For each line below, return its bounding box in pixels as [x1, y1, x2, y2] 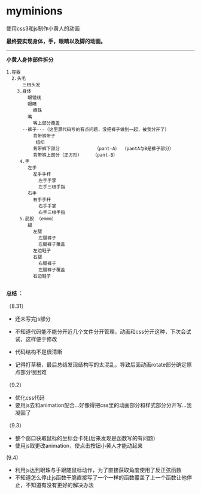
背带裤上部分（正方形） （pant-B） [32, 152, 118, 158]
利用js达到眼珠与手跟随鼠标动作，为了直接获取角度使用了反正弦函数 [14, 466, 182, 474]
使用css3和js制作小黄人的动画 [6, 25, 80, 32]
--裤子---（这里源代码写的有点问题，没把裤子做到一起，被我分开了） [22, 126, 169, 133]
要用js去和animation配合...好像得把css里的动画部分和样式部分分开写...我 [14, 401, 192, 409]
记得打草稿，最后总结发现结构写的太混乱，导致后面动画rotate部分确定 [14, 361, 187, 368]
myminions [6, 4, 63, 18]
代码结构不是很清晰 [14, 348, 63, 355]
